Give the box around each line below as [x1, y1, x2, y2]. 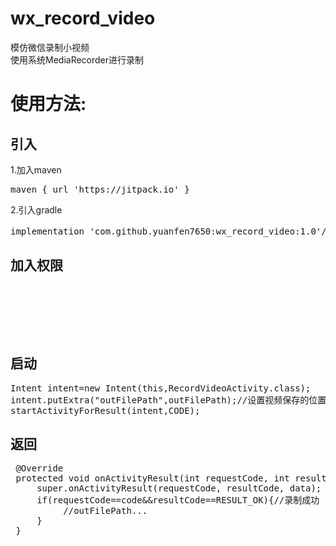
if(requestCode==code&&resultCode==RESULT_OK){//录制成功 [36, 495, 320, 506]
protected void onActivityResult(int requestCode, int [15, 473, 290, 484]
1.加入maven [10, 163, 62, 176]
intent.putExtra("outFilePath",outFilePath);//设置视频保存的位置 [10, 394, 327, 406]
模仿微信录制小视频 [10, 41, 90, 53]
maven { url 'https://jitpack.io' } [10, 183, 190, 195]
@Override [15, 463, 64, 474]
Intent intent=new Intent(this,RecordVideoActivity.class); [10, 382, 312, 394]
